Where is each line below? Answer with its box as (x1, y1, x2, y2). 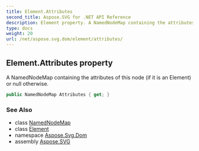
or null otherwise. (6, 80, 49, 87)
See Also (6, 105, 33, 114)
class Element (14, 125, 49, 132)
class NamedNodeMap (14, 119, 71, 126)
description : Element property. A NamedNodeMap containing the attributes (6, 20, 195, 25)
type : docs (6, 25, 33, 31)
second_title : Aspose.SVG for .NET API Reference (6, 14, 131, 20)
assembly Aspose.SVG (14, 137, 70, 145)
